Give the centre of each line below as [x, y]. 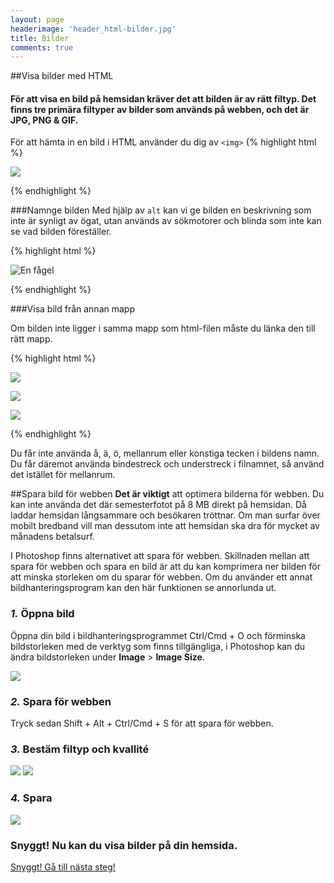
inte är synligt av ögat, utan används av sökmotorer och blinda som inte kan [166, 221]
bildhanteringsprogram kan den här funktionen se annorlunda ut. [143, 588]
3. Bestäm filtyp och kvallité [80, 749]
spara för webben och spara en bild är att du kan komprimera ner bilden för [165, 567]
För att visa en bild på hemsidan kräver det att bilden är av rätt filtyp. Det [163, 98]
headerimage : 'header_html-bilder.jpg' [93, 29]
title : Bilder [40, 38]
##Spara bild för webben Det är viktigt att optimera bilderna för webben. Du [167, 494]
